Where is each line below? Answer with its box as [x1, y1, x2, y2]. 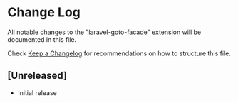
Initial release [17, 88, 57, 97]
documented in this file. [7, 35, 77, 43]
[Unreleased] [7, 70, 68, 82]
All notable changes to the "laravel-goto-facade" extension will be [7, 28, 202, 36]
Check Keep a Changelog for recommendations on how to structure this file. [7, 49, 232, 58]
